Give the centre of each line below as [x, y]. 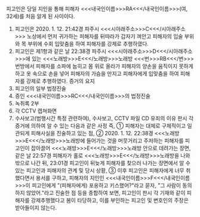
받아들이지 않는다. [36, 208]
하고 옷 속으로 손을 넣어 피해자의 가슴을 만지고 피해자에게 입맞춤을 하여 [97, 74]
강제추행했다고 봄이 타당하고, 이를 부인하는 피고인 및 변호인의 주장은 [110, 200]
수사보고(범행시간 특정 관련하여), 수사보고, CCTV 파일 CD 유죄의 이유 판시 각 [104, 118]
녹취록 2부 [27, 103]
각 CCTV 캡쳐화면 [36, 111]
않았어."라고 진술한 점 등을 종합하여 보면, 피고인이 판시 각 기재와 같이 [106, 193]
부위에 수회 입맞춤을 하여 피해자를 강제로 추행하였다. [88, 44]
